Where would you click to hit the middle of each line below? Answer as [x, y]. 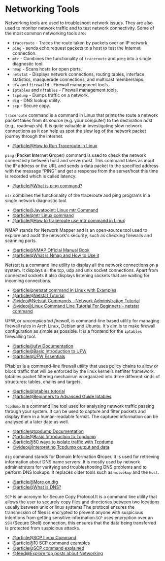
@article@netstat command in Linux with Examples [64, 290]
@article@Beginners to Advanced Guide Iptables [62, 396]
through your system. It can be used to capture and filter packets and [76, 411]
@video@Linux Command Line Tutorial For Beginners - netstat [76, 306]
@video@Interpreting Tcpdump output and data [61, 447]
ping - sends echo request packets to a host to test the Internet [76, 48]
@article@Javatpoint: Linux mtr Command [55, 210]
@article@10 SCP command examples [51, 543]
